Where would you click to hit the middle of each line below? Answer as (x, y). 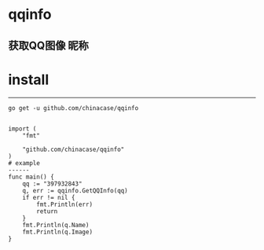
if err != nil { (49, 197)
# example (24, 163)
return (47, 211)
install (29, 79)
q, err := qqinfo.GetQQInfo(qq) (75, 190)
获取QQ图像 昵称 (48, 45)
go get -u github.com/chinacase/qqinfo (73, 108)
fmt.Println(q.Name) (56, 225)
